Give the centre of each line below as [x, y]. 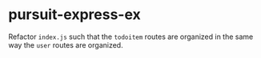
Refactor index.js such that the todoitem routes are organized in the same [131, 37]
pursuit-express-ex [75, 15]
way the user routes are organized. [66, 44]
